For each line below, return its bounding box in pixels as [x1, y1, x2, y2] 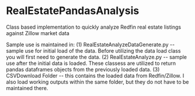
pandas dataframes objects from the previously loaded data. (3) [6, 66, 160, 73]
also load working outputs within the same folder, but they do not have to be [6, 78, 189, 85]
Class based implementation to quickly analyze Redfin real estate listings [6, 23, 182, 30]
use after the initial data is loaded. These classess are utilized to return [6, 60, 176, 67]
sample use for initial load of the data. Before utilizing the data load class [6, 47, 181, 54]
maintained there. [6, 84, 48, 91]
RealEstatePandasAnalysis [6, 4, 140, 18]
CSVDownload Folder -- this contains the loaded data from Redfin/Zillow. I [6, 72, 184, 79]
